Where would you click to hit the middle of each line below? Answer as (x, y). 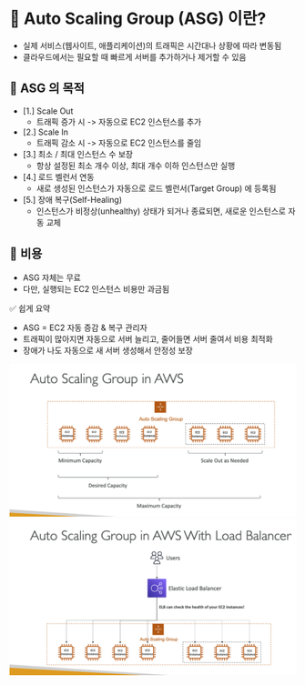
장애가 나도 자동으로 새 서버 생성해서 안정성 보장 (107, 350)
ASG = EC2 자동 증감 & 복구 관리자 (85, 327)
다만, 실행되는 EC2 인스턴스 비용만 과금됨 (96, 288)
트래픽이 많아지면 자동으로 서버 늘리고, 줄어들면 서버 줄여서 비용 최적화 (147, 338)
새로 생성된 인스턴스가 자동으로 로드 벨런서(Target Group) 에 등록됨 (156, 188)
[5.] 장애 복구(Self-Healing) (72, 199)
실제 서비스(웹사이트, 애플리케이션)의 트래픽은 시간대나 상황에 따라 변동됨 (152, 45)
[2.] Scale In (46, 132)
